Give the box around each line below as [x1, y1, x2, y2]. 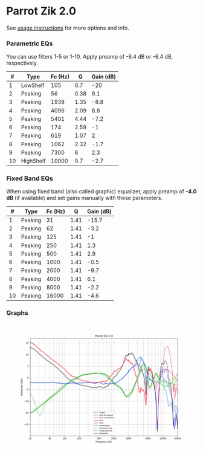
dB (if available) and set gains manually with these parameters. [6, 195, 163, 202]
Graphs [6, 309, 28, 317]
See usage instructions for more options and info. [6, 24, 130, 31]
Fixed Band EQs [6, 174, 53, 182]
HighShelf [21, 157, 46, 164]
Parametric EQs [6, 39, 53, 48]
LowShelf [21, 82, 45, 89]
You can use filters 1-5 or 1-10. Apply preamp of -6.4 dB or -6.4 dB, [6, 53, 173, 60]
